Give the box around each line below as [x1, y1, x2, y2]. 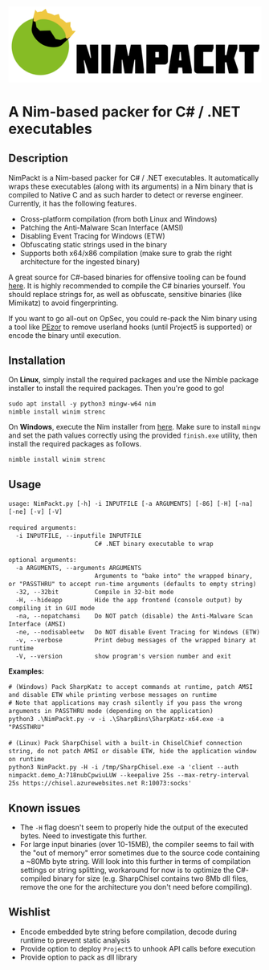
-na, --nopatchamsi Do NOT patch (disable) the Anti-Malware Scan [15, 613, 253, 621]
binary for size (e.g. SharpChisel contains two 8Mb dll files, [52, 874, 249, 883]
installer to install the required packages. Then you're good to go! [8, 384, 225, 393]
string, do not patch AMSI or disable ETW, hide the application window [8, 748, 257, 756]
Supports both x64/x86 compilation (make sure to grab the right [19, 248, 233, 258]
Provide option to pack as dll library [19, 952, 138, 962]
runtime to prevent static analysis [19, 935, 131, 945]
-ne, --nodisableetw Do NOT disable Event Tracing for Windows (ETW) [15, 629, 261, 637]
